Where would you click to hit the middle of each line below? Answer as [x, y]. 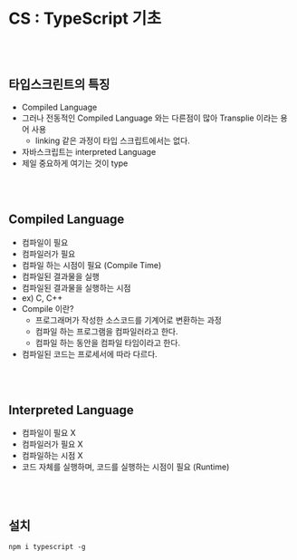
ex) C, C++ [42, 298]
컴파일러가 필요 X [52, 444]
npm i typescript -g [48, 547]
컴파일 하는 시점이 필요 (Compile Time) [91, 265]
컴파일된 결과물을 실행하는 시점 [76, 287]
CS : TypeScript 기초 [85, 19]
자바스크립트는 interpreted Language [89, 151]
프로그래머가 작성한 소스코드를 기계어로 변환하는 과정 [129, 320]
